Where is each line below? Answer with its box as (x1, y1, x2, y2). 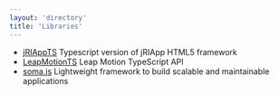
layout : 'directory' (9, 13, 88, 23)
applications (22, 75, 69, 86)
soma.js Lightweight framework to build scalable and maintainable (22, 65, 270, 77)
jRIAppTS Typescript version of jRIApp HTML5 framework (22, 46, 237, 57)
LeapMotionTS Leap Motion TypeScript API (22, 56, 184, 67)
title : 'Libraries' (9, 22, 83, 31)
